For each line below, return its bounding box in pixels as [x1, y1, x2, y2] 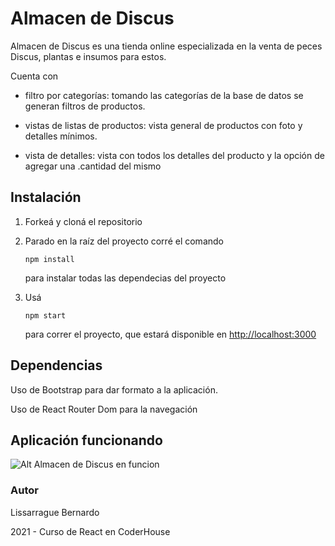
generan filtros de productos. [24, 100, 146, 112]
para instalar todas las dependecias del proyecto [24, 272, 227, 284]
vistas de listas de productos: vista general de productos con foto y [24, 119, 303, 131]
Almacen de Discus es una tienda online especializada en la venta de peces [10, 40, 323, 52]
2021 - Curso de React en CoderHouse [10, 525, 171, 537]
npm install [24, 254, 75, 264]
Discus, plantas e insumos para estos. [10, 50, 167, 62]
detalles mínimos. [24, 130, 98, 142]
